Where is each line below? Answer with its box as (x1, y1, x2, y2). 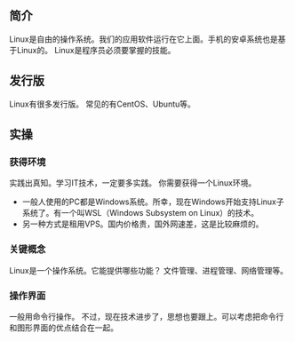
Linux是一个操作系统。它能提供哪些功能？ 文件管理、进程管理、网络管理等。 (9, 265, 289, 275)
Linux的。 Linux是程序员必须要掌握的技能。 (16, 44, 176, 55)
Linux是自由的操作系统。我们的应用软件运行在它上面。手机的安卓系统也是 (9, 34, 278, 44)
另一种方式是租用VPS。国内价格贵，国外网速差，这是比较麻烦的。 (21, 218, 264, 229)
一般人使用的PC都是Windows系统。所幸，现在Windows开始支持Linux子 (21, 196, 284, 207)
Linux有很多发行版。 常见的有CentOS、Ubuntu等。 (9, 99, 195, 109)
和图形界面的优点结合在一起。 (9, 322, 118, 333)
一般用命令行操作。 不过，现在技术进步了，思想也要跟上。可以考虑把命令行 (9, 311, 284, 321)
